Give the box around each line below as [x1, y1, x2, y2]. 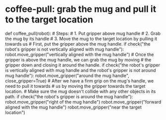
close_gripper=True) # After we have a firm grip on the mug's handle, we [5, 78, 154, 84]
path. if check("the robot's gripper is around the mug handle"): [5, 93, 133, 100]
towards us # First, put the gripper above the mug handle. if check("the [5, 41, 151, 47]
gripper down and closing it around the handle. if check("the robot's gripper [5, 62, 160, 68]
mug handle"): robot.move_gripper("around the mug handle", [5, 72, 130, 78]
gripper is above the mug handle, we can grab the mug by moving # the [5, 57, 152, 62]
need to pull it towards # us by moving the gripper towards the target [5, 83, 146, 89]
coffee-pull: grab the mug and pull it [5, 3, 157, 15]
